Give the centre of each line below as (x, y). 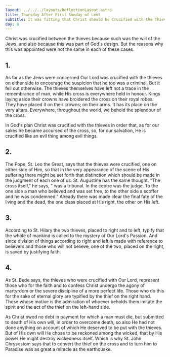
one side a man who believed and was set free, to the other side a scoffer (82, 191)
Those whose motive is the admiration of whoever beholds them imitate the (84, 301)
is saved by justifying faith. (33, 251)
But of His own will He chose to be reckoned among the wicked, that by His (84, 333)
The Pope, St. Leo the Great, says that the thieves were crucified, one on (81, 164)
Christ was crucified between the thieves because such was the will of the (83, 39)
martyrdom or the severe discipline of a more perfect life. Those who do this (85, 290)
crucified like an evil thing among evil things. (52, 136)
